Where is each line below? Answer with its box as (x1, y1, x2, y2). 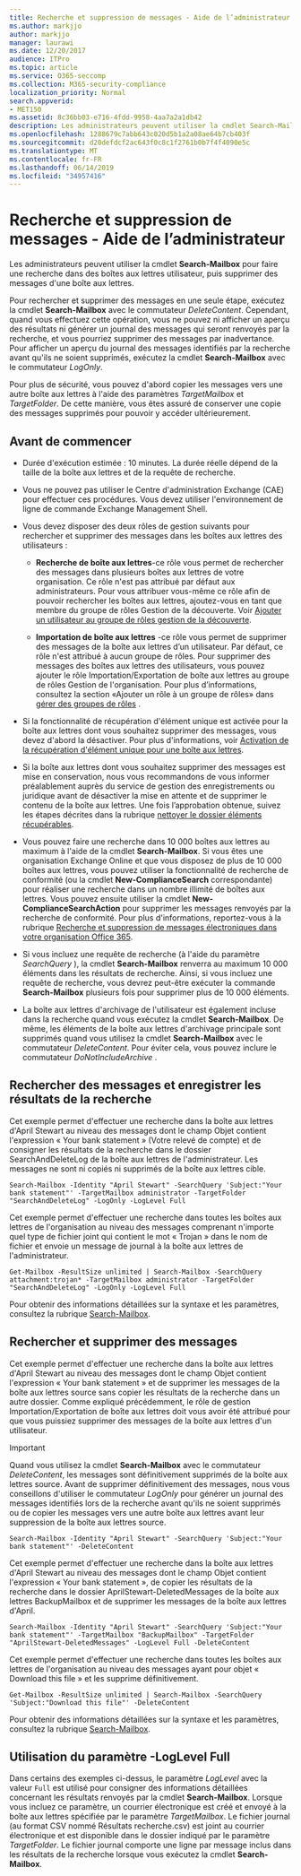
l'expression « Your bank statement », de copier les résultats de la (9, 1577, 254, 1587)
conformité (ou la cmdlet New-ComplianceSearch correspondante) (21, 875, 273, 885)
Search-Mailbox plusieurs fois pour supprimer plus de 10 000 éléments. (21, 987, 289, 998)
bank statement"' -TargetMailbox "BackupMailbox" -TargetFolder (9, 1630, 254, 1639)
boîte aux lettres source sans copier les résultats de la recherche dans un (9, 1387, 280, 1397)
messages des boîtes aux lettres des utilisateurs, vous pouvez (35, 661, 266, 670)
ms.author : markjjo (9, 22, 82, 30)
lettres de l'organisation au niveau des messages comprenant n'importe (9, 1221, 275, 1232)
